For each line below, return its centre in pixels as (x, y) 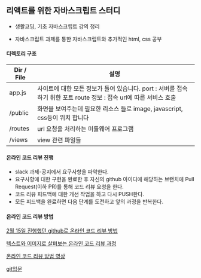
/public (19, 113)
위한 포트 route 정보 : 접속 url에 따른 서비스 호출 (113, 97)
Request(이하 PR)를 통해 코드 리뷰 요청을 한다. (69, 187)
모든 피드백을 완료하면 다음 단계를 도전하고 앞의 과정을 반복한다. (89, 201)
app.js (18, 93)
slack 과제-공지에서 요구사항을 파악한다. (62, 172)
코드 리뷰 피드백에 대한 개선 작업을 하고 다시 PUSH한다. (80, 194)
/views (19, 140)
